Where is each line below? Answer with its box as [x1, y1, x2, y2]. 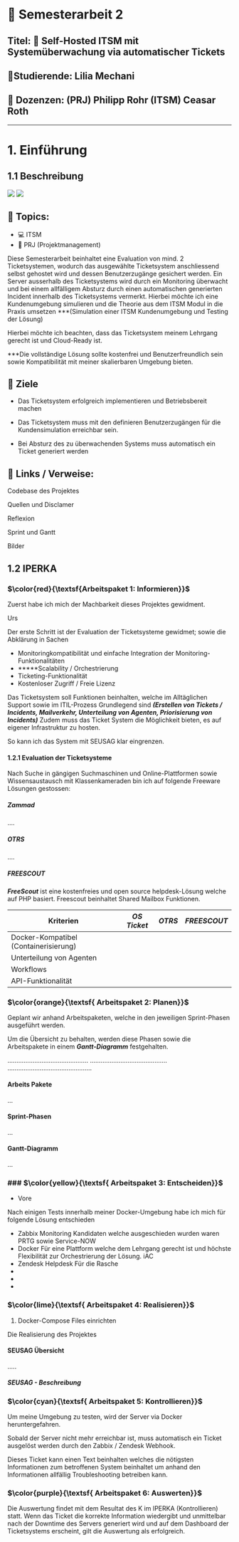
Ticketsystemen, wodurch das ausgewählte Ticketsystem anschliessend [7, 261, 219, 270]
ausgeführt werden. [7, 1021, 65, 1029]
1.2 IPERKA [7, 562, 58, 575]
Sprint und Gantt [7, 528, 55, 537]
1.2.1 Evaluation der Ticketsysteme [7, 753, 112, 762]
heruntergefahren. [7, 1420, 61, 1429]
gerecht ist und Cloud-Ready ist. [7, 336, 103, 345]
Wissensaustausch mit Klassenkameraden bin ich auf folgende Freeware [7, 777, 221, 785]
